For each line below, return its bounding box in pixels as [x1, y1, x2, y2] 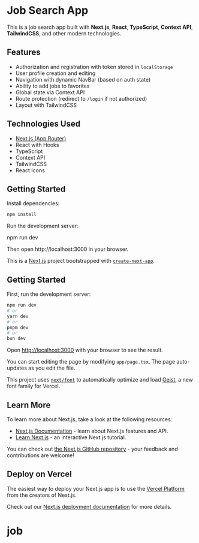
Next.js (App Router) [15, 134, 67, 142]
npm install [7, 211, 37, 218]
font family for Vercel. [7, 382, 61, 390]
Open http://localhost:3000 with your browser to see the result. [7, 346, 164, 354]
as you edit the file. [28, 364, 76, 372]
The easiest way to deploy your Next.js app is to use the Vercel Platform [7, 485, 185, 492]
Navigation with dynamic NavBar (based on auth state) [15, 76, 151, 83]
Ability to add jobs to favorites [15, 82, 90, 89]
